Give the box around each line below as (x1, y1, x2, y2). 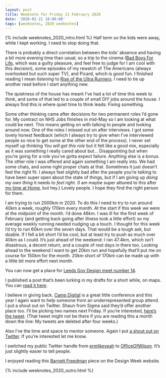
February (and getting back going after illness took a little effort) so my (5, 216, 150, 222)
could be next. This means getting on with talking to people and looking (5, 122, 151, 128)
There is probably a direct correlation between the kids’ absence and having (5, 50, 161, 56)
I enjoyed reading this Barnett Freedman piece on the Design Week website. (5, 358, 160, 364)
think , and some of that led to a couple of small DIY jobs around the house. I (5, 96, 160, 102)
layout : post (5, 7, 32, 12)
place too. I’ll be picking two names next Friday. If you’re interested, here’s (5, 308, 157, 314)
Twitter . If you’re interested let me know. (5, 333, 87, 339)
